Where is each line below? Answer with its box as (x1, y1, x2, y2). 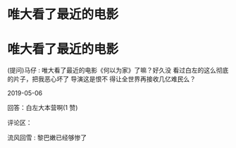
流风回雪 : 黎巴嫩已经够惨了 (7, 133, 87, 142)
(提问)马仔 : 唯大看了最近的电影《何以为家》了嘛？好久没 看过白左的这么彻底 (7, 66, 229, 75)
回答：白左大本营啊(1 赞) (7, 104, 78, 112)
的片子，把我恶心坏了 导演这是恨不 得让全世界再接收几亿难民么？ (7, 75, 196, 83)
